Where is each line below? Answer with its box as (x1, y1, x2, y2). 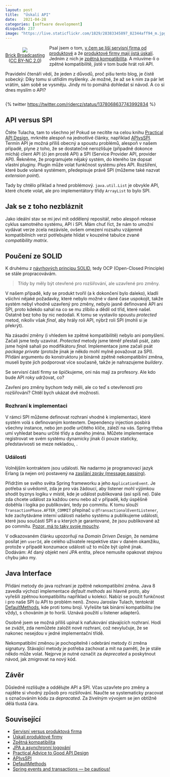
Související (5, 715, 41, 724)
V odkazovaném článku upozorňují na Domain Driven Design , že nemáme (5, 533, 158, 539)
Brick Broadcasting (5, 52, 45, 58)
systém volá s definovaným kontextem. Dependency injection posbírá (5, 419, 150, 425)
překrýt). (5, 323, 24, 329)
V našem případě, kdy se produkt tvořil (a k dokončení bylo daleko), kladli (5, 290, 158, 296)
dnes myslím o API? (5, 87, 47, 93)
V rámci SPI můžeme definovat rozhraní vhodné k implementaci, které (5, 414, 151, 420)
